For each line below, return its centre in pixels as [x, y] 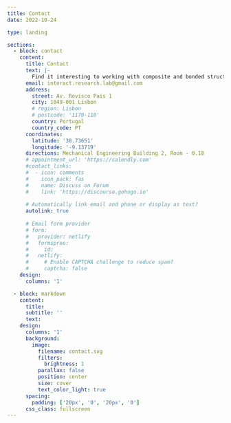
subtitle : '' [44, 313]
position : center [63, 377]
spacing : [38, 396]
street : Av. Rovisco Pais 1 [72, 96]
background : [42, 338]
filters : [50, 358]
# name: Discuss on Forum [67, 185]
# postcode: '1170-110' [66, 115]
